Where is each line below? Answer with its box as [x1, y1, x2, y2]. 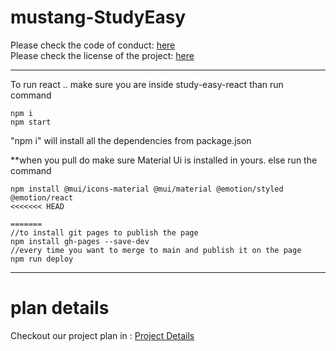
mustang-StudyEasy [10, 6, 187, 29]
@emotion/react [10, 192, 74, 203]
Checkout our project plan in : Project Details [10, 329, 195, 341]
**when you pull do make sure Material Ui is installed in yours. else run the [10, 154, 318, 166]
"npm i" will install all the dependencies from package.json [10, 134, 252, 146]
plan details [10, 297, 110, 320]
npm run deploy [10, 254, 74, 264]
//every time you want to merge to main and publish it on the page [10, 245, 302, 255]
